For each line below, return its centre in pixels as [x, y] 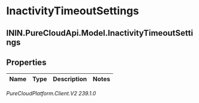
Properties [26, 62]
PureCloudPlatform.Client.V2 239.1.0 [51, 93]
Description [70, 79]
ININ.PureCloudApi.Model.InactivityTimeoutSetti [100, 33]
